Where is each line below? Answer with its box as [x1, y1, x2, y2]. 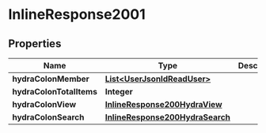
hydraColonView [12, 99, 77, 109]
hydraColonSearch [12, 112, 85, 123]
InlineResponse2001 [8, 6, 146, 24]
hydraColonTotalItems [12, 87, 97, 97]
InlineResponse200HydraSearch [104, 112, 231, 123]
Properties [8, 37, 62, 50]
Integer [104, 87, 133, 97]
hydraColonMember [12, 73, 89, 84]
